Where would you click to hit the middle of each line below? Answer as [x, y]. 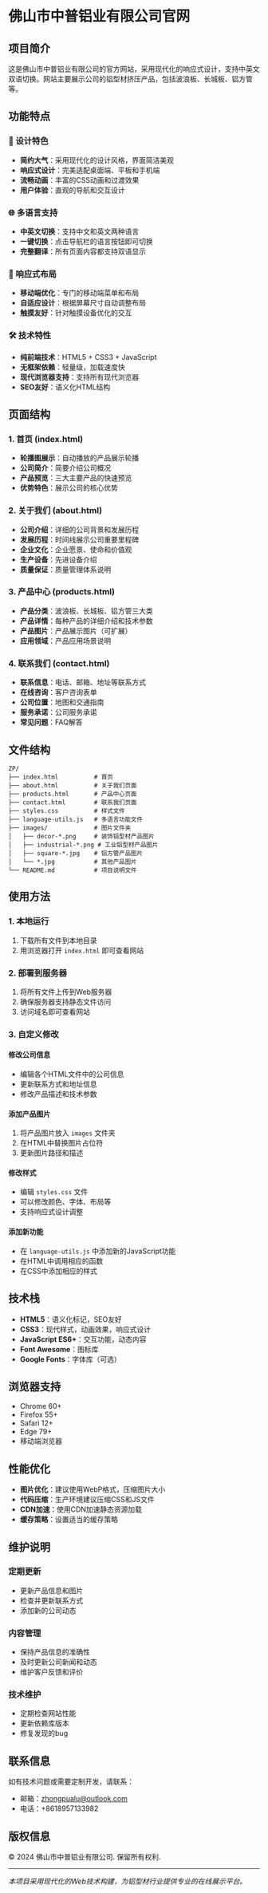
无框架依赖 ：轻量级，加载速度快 [72, 367]
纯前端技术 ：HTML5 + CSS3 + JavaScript [88, 357]
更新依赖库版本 [44, 1723]
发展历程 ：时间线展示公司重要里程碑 [79, 539]
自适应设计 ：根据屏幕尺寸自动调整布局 [83, 303]
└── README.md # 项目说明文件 [73, 870]
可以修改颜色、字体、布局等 [65, 1202]
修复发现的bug [44, 1733]
